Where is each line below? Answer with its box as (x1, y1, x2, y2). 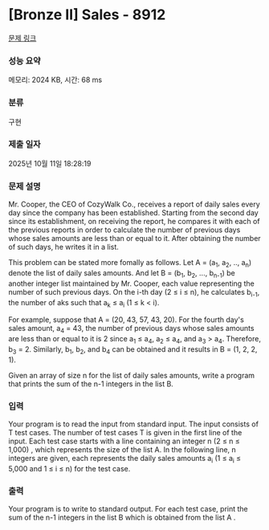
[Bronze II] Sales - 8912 (8, 6, 166, 24)
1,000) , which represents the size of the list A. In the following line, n (8, 445, 237, 455)
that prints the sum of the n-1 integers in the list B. (8, 379, 174, 389)
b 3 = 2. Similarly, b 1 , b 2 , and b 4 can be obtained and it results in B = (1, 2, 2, (8, 344, 258, 356)
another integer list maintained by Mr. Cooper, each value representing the (8, 279, 255, 288)
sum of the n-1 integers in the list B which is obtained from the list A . (8, 512, 236, 523)
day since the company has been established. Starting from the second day (8, 208, 259, 218)
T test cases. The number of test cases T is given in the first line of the (8, 428, 243, 437)
